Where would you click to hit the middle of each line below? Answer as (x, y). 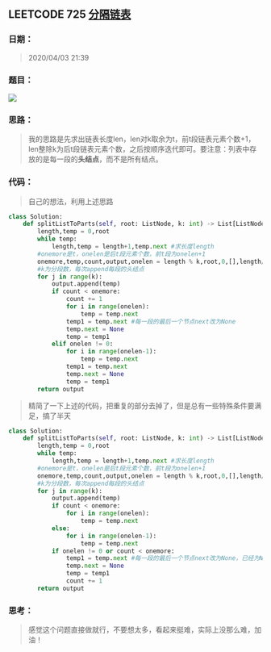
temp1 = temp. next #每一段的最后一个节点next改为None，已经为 (163, 558)
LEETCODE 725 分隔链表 (70, 15)
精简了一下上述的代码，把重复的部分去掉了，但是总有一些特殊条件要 (141, 405)
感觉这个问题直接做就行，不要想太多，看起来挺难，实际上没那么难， (141, 630)
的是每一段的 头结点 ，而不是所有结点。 (99, 159)
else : (60, 528)
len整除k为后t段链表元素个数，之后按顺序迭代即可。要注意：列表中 (139, 149)
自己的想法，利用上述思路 (71, 201)
